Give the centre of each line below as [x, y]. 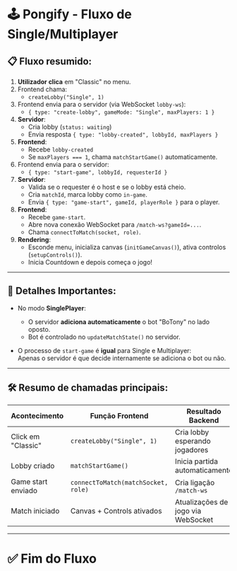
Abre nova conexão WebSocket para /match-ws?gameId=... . [115, 225]
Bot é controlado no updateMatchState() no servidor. [104, 337]
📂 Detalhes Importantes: [62, 291]
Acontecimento [37, 415]
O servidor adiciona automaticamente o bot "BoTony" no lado [119, 322]
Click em [25, 437]
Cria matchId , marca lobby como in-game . [88, 195]
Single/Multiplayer [63, 34]
